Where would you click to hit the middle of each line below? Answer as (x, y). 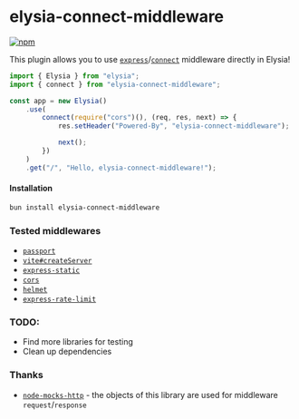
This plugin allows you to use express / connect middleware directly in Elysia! (150, 59)
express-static (51, 271)
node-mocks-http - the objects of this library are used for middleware (150, 395)
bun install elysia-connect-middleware (85, 207)
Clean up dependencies (67, 352)
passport (39, 251)
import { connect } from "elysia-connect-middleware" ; (115, 84)
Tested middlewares (55, 230)
